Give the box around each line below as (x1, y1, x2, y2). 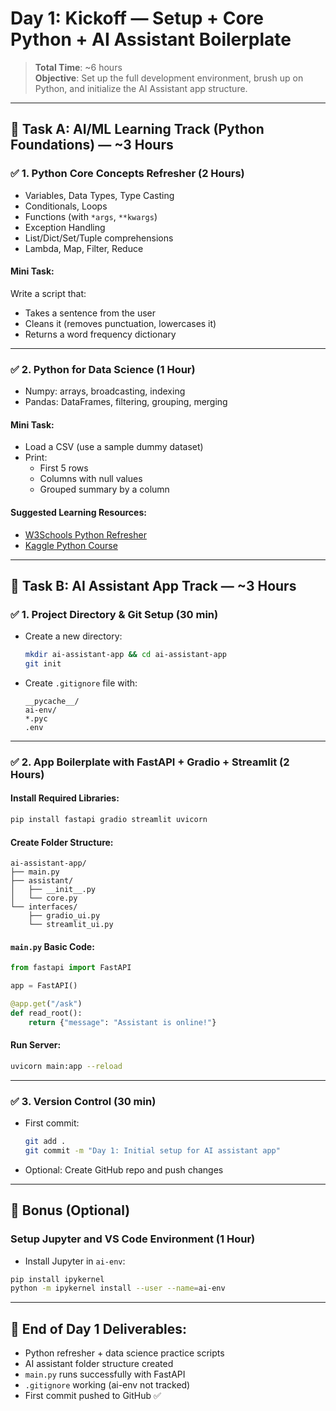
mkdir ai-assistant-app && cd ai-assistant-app (24, 650, 227, 660)
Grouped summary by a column (39, 483, 170, 496)
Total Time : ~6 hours (34, 61, 123, 73)
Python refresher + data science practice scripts (24, 1347, 225, 1359)
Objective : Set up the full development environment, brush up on (34, 72, 304, 84)
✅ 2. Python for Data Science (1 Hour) (10, 362, 196, 376)
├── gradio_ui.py (28, 911, 101, 921)
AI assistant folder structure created (24, 1358, 174, 1370)
